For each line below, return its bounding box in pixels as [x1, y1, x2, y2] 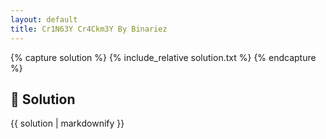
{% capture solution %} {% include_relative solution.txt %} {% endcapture [10, 51, 317, 63]
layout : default [10, 14, 78, 25]
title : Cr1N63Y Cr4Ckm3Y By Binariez [10, 24, 168, 34]
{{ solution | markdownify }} [10, 117, 125, 130]
